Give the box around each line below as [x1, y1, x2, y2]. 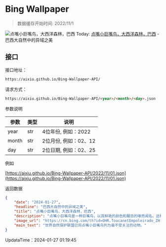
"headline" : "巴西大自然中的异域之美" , [14, 205, 88, 210]
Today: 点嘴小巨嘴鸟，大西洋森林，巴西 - [76, 31, 160, 36]
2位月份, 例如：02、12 [41, 137, 96, 144]
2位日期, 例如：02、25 [41, 146, 96, 153]
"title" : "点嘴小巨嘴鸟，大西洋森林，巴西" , [14, 209, 96, 214]
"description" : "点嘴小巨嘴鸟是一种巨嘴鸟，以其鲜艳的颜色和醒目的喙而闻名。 [14, 213, 157, 218]
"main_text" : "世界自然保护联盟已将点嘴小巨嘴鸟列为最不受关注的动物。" [14, 223, 147, 228]
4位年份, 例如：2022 [41, 128, 91, 135]
